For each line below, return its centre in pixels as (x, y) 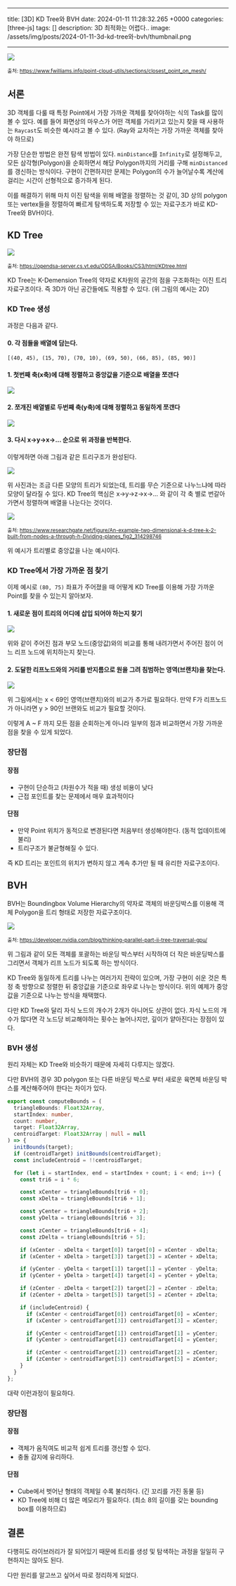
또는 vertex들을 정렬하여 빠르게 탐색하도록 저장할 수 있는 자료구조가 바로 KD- (113, 204)
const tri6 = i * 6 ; (50, 1179)
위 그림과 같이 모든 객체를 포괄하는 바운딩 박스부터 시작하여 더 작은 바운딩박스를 (116, 954)
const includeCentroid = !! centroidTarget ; (78, 1160)
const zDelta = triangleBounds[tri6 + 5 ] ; (83, 1237)
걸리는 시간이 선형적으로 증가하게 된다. (60, 180)
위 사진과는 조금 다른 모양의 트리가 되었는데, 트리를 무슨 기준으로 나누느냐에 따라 (117, 485)
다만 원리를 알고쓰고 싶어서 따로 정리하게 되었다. (73, 1575)
